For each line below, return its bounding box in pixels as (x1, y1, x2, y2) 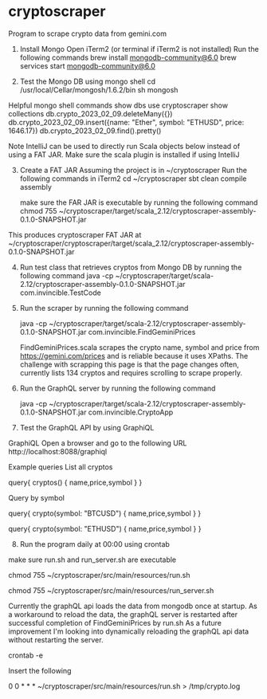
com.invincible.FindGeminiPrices (88, 327, 196, 336)
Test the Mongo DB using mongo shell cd (19, 77, 156, 86)
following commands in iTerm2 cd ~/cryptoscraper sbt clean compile (19, 174, 247, 183)
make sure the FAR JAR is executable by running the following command (19, 198, 258, 207)
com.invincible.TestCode (19, 288, 101, 297)
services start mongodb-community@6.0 (19, 61, 155, 70)
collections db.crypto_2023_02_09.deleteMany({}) (8, 108, 173, 118)
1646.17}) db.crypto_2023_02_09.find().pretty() (8, 126, 162, 135)
